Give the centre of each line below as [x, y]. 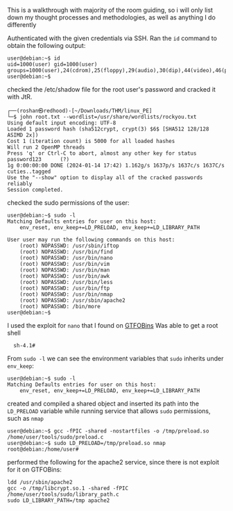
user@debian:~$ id [34, 58]
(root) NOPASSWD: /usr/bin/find [66, 252]
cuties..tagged [29, 171]
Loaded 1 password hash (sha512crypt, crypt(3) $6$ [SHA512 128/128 [108, 129]
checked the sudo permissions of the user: [68, 203]
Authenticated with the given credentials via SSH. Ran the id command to [112, 38]
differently [22, 25]
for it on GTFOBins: [35, 469]
